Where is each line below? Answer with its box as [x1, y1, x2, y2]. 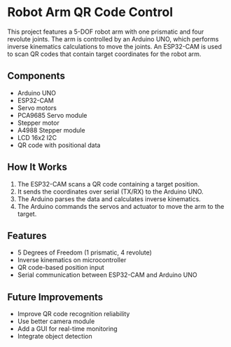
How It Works [7, 161, 68, 173]
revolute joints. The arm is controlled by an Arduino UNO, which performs [7, 34, 219, 43]
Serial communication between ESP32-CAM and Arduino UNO [17, 271, 197, 279]
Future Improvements [7, 291, 104, 303]
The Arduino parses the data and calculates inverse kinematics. [17, 194, 201, 203]
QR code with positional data [17, 141, 101, 149]
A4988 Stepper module [17, 125, 85, 134]
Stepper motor [17, 118, 59, 127]
